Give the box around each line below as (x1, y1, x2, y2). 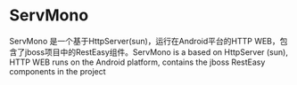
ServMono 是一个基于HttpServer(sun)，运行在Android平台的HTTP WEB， (9, 35, 280, 46)
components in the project (9, 66, 106, 76)
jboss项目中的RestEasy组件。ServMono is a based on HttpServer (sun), (24, 46, 288, 58)
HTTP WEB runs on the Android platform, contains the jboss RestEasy (9, 57, 266, 67)
